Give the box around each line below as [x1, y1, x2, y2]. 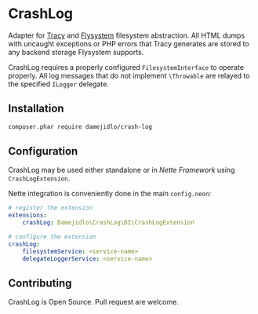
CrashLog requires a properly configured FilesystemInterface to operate [8, 62, 245, 71]
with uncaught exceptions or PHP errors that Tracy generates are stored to [8, 38, 249, 48]
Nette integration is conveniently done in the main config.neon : [8, 189, 212, 199]
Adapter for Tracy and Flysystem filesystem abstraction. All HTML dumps [8, 31, 245, 40]
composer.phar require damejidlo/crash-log [8, 122, 153, 130]
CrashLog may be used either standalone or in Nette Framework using [8, 166, 235, 175]
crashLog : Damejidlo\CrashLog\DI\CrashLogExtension [22, 219, 194, 227]
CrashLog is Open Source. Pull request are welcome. [8, 298, 179, 307]
